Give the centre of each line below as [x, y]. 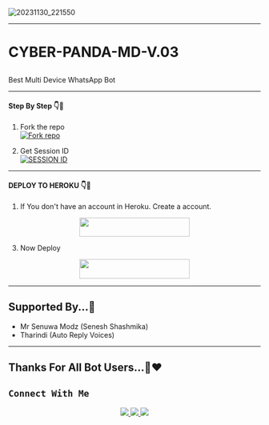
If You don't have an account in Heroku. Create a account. [116, 206]
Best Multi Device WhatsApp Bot [62, 79]
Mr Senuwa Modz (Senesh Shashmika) [84, 326]
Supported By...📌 [52, 307]
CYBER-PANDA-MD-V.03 [94, 52]
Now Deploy [40, 248]
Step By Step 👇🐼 [36, 106]
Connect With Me [49, 394]
